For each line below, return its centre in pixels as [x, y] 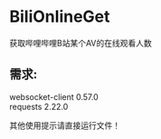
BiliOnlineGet [60, 17]
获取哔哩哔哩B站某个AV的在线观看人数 [80, 43]
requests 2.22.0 [39, 106]
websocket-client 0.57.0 [54, 96]
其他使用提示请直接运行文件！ [65, 125]
